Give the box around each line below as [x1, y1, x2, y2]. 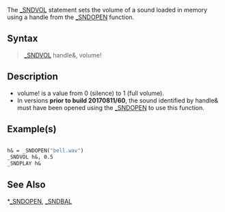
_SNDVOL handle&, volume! [23, 51, 102, 59]
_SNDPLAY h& [7, 160, 41, 167]
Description [7, 71, 58, 83]
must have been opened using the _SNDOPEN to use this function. [16, 103, 204, 111]
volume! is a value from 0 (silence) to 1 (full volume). [16, 89, 164, 97]
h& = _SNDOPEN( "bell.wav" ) [7, 147, 84, 155]
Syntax [7, 33, 38, 44]
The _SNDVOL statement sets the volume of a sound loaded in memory [7, 6, 207, 14]
